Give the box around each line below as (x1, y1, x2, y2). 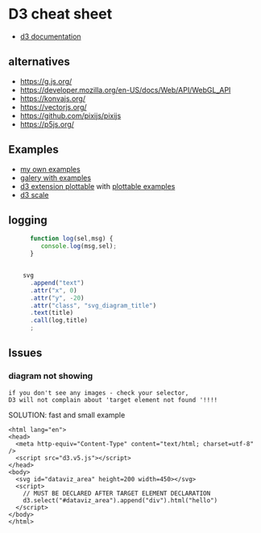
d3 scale (19, 190, 49, 199)
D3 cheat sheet (8, 5, 113, 23)
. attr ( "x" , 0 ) (29, 286, 78, 295)
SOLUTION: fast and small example (8, 409, 126, 420)
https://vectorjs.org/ (19, 102, 87, 111)
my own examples (19, 164, 81, 174)
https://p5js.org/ (19, 119, 75, 129)
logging (8, 213, 48, 227)
